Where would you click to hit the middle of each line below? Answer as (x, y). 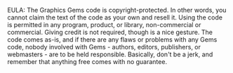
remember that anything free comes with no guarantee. (87, 62)
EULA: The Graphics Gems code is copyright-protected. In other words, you (117, 10)
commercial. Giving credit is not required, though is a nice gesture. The (110, 32)
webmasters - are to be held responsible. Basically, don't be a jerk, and (110, 54)
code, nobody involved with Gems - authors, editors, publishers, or (104, 47)
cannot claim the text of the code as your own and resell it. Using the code (115, 17)
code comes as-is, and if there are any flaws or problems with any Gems (112, 40)
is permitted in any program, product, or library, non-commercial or (104, 25)
